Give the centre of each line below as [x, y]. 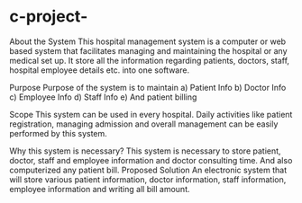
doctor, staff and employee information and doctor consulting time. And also [151, 160]
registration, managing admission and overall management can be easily [144, 124]
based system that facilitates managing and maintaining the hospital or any [148, 50]
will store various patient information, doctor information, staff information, [148, 179]
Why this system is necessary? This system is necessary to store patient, [145, 151]
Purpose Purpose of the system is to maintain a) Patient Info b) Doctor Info [148, 87]
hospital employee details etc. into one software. [100, 70]
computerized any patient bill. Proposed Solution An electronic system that [148, 170]
